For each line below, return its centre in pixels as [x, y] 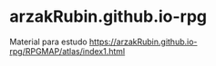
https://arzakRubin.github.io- [144, 42]
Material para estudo [49, 42]
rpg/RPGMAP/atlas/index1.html [67, 51]
